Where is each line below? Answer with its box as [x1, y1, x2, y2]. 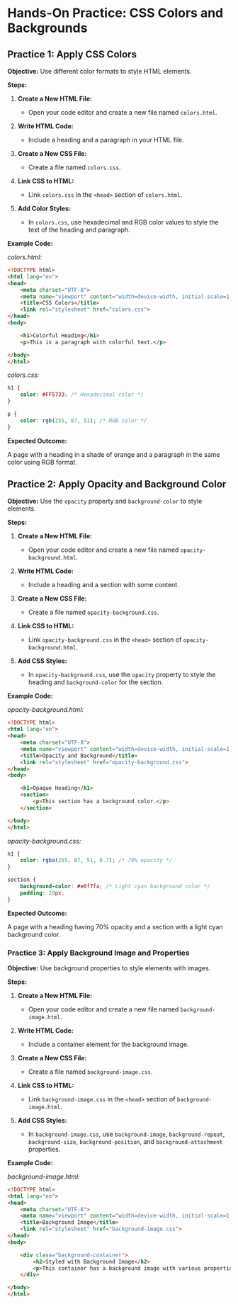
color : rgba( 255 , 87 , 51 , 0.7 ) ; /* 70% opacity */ [20, 857, 173, 864]
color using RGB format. [7, 458, 78, 466]
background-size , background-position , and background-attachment [28, 1137, 223, 1145]
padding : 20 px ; [20, 889, 65, 897]
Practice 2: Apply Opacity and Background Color [7, 478, 227, 490]
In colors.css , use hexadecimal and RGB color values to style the [28, 218, 219, 226]
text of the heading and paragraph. [28, 225, 130, 234]
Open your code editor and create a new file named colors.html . [28, 108, 217, 116]
